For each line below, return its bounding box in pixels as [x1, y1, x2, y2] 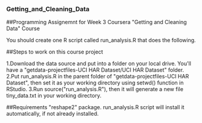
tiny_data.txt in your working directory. [6, 92, 101, 99]
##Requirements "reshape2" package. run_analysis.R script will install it [6, 104, 185, 111]
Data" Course [6, 25, 40, 32]
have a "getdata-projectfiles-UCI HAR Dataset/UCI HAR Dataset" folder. [6, 66, 185, 74]
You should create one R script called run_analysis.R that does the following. [6, 37, 196, 44]
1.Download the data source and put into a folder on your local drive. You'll [6, 60, 192, 68]
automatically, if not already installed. [6, 110, 99, 118]
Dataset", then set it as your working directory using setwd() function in [6, 79, 184, 86]
